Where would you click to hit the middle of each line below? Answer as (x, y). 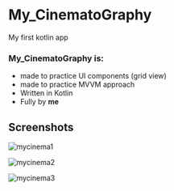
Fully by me (39, 102)
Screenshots (41, 127)
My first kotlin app (38, 37)
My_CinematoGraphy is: (56, 58)
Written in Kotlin (46, 93)
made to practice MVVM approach (77, 85)
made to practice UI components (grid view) (93, 76)
